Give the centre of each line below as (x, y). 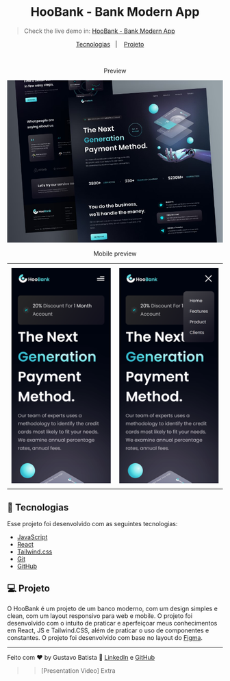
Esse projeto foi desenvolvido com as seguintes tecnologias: (92, 523)
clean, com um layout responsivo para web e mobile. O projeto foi (100, 616)
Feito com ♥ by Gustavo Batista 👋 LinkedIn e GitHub (81, 657)
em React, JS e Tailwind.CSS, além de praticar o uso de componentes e (108, 630)
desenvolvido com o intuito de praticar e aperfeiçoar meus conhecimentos (112, 623)
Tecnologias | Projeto (110, 44)
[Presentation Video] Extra (78, 670)
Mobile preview (115, 253)
